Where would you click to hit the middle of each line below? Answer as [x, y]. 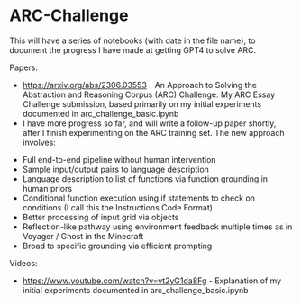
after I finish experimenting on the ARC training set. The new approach [153, 132]
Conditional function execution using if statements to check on [138, 198]
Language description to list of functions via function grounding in [145, 179]
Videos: [23, 263]
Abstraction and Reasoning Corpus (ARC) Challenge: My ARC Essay [149, 94]
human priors [47, 188]
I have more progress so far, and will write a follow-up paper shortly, [149, 123]
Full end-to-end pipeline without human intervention [119, 159]
